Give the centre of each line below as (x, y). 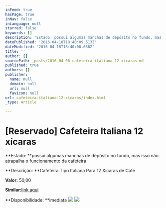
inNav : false (19, 19)
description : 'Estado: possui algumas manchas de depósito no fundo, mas (83, 38)
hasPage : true (20, 14)
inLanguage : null (23, 24)
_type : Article (21, 103)
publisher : (16, 75)
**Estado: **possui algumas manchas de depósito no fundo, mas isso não (82, 156)
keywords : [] (19, 33)
